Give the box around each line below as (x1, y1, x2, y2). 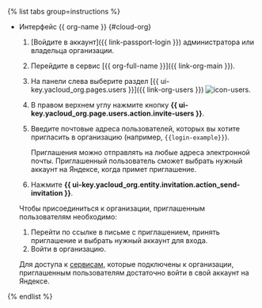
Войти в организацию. (30, 245, 106, 253)
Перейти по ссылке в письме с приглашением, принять (30, 227, 221, 237)
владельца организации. (30, 46, 115, 55)
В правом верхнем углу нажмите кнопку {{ (30, 101, 177, 109)
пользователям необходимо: (18, 212, 118, 221)
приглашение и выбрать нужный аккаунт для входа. (30, 236, 208, 245)
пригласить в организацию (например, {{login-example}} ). (30, 132, 230, 142)
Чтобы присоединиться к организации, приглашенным (18, 203, 206, 213)
